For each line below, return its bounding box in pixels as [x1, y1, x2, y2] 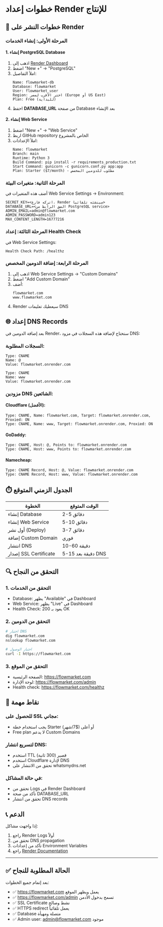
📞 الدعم [5, 810, 25, 818]
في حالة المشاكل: [5, 774, 43, 781]
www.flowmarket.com [12, 295, 52, 300]
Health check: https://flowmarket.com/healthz [12, 684, 104, 690]
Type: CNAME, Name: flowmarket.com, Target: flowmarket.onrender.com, [5, 413, 151, 418]
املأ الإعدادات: [12, 137, 38, 143]
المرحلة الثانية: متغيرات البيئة [5, 179, 65, 186]
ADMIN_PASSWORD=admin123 [5, 213, 56, 218]
